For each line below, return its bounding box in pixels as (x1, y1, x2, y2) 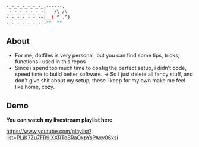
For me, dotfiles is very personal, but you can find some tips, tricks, (14, 52, 180, 59)
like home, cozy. (14, 84, 55, 91)
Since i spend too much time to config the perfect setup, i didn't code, (14, 65, 187, 72)
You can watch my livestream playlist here (6, 116, 113, 123)
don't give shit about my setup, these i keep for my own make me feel (14, 77, 185, 84)
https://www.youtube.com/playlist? (6, 128, 92, 135)
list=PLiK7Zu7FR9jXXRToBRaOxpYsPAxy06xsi (6, 134, 119, 141)
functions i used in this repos (14, 58, 86, 65)
